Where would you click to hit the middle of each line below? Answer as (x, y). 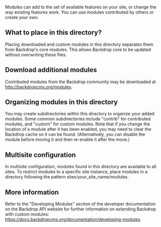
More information (32, 192)
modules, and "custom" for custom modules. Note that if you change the (78, 124)
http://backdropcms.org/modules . (39, 87)
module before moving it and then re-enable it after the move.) (67, 140)
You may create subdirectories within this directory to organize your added (80, 114)
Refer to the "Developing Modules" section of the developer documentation (80, 204)
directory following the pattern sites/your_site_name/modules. (67, 177)
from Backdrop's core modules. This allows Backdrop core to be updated (78, 49)
